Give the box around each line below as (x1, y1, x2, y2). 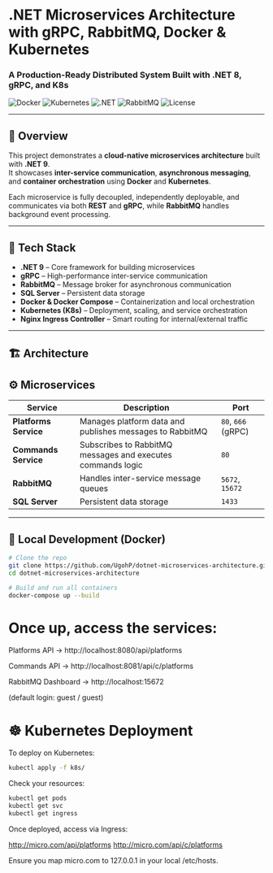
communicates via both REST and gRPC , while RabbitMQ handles (8, 201, 230, 211)
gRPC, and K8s (8, 80, 69, 91)
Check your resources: (8, 779, 85, 788)
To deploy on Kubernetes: (8, 748, 95, 758)
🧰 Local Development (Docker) (8, 532, 167, 546)
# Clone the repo (8, 554, 67, 562)
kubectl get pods (8, 794, 67, 802)
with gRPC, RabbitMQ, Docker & (8, 23, 227, 41)
